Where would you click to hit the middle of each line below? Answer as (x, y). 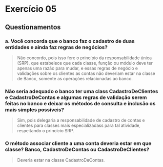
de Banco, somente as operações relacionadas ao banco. (75, 78)
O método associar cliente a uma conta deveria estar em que (78, 143)
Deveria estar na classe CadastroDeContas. (61, 160)
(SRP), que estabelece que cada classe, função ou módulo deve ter (85, 63)
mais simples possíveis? (35, 110)
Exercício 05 (31, 9)
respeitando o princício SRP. (45, 131)
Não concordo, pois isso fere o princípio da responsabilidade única (84, 58)
